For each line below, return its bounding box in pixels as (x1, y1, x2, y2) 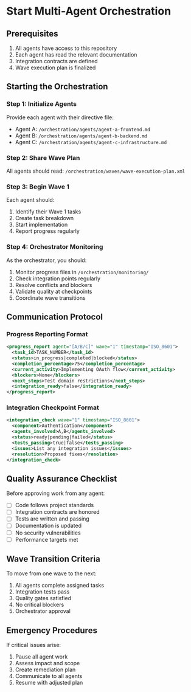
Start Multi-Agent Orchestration (6, 4, 172, 18)
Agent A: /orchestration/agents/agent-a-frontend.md (15, 125, 151, 133)
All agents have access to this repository (15, 44, 117, 52)
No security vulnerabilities (15, 529, 81, 536)
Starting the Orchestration (6, 81, 108, 92)
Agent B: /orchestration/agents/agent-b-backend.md (15, 132, 148, 139)
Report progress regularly (15, 227, 80, 235)
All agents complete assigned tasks (15, 582, 105, 589)
